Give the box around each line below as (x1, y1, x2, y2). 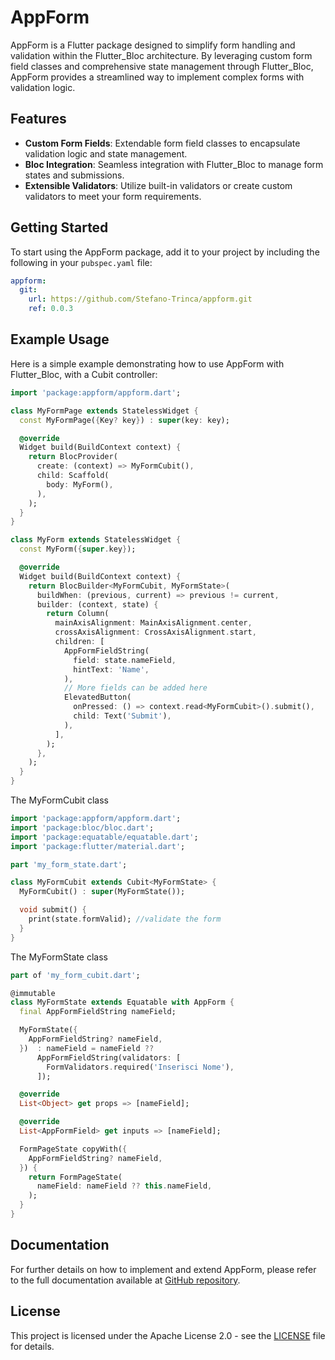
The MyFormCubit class (10, 794, 109, 806)
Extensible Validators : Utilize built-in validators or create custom (24, 179, 293, 191)
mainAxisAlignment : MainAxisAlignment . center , (54, 618, 253, 628)
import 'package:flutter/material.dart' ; (10, 841, 186, 851)
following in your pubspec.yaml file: (10, 256, 153, 268)
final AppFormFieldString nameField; (19, 1007, 177, 1017)
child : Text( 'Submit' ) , (73, 711, 172, 721)
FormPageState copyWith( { (19, 1144, 128, 1154)
